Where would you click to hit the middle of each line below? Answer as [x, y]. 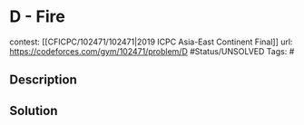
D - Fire [37, 17]
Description [43, 80]
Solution [34, 111]
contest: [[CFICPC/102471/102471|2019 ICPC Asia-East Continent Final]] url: [151, 42]
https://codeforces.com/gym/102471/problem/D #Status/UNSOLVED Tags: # [152, 51]
